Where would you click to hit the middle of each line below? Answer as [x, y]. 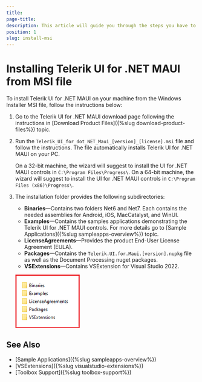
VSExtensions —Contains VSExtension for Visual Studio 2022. [102, 267]
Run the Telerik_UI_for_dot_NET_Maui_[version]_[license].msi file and [105, 141]
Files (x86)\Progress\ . [44, 185]
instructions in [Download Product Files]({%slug [75, 123]
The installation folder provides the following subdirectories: [90, 197]
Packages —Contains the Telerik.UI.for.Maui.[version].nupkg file [108, 253]
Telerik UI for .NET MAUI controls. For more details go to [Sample [105, 228]
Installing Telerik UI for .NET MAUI [93, 69]
